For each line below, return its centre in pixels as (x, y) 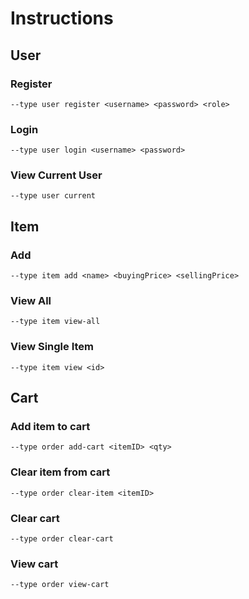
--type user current (53, 196)
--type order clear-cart (62, 539)
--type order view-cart (60, 585)
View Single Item (52, 347)
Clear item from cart (60, 472)
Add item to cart (50, 427)
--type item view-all (55, 322)
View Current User (56, 175)
